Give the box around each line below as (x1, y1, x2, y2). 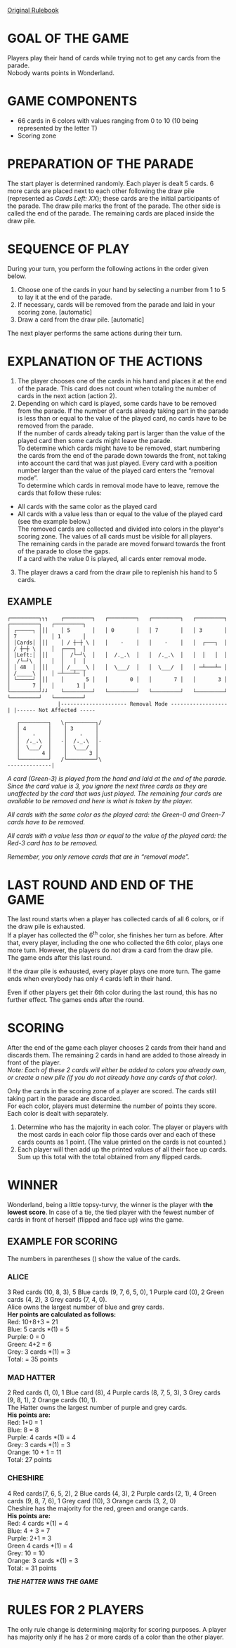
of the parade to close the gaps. (17, 547, 111, 555)
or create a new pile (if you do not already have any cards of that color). (7, 1074, 218, 1082)
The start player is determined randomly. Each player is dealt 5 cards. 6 (7, 179, 214, 187)
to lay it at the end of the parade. (17, 293, 112, 301)
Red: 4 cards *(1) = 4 (7, 1519, 69, 1527)
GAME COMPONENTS (7, 93, 138, 110)
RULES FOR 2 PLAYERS (7, 1602, 144, 1618)
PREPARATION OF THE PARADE (7, 156, 195, 172)
